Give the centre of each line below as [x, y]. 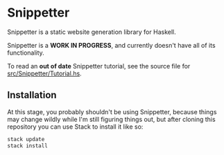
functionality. [26, 53]
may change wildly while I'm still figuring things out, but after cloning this [112, 119]
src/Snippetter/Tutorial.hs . [44, 73]
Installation [32, 95]
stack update [26, 139]
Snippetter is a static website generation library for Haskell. [92, 32]
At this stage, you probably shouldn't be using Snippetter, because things [112, 111]
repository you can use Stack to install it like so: [75, 127]
